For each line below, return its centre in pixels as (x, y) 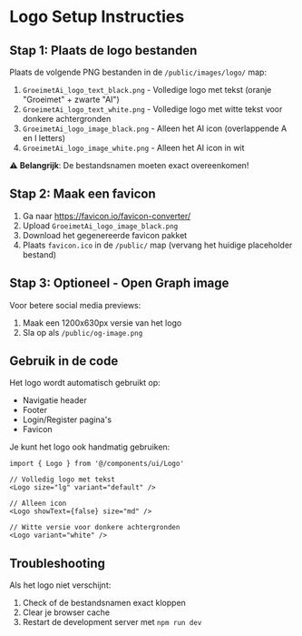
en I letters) (44, 138)
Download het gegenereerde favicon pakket (105, 235)
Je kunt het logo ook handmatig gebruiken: (90, 447)
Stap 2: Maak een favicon (83, 194)
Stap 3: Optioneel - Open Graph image (119, 283)
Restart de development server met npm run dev (112, 622)
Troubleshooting (58, 563)
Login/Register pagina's (67, 419)
